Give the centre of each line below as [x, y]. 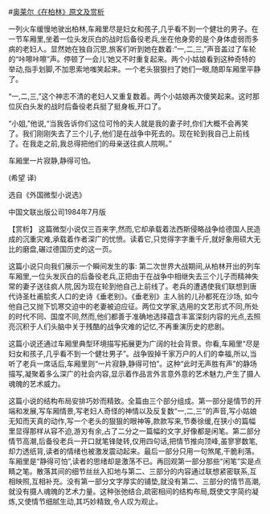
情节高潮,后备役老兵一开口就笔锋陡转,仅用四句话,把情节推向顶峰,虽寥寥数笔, [133, 441]
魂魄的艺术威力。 [37, 384]
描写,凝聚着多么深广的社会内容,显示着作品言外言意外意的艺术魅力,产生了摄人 [135, 374]
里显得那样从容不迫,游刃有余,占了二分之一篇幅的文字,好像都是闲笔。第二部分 [135, 431]
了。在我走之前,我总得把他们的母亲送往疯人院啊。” [90, 144]
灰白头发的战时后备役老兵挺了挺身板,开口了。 [90, 106]
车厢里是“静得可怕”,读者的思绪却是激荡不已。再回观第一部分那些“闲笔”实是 [131, 461]
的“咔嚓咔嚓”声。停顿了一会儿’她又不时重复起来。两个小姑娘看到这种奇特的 [132, 59]
